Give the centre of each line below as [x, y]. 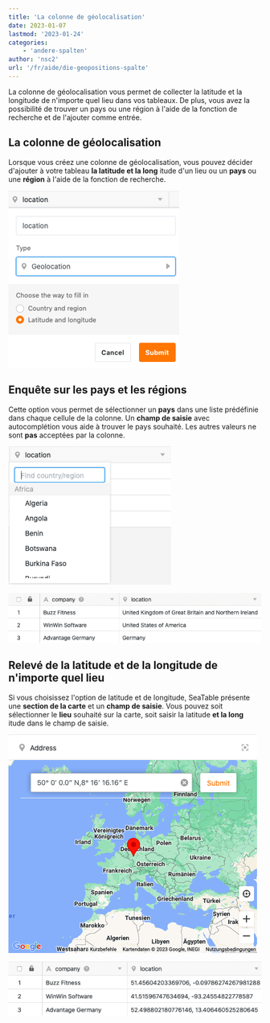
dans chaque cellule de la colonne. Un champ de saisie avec [109, 417]
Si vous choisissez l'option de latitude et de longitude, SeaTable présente [129, 697]
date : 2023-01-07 [37, 25]
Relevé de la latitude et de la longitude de [113, 666]
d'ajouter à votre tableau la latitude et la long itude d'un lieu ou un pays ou [133, 170]
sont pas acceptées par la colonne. [67, 435]
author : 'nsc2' [34, 60]
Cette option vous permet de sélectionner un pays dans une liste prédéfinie [133, 409]
